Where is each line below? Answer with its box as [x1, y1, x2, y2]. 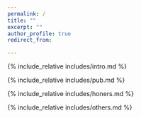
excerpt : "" [7, 23, 43, 30]
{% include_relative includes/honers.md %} [7, 90, 135, 98]
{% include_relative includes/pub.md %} [7, 76, 125, 85]
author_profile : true [7, 30, 72, 37]
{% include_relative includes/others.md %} [7, 103, 132, 112]
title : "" [7, 17, 37, 24]
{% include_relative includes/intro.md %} [7, 62, 128, 71]
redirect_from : [7, 37, 52, 44]
